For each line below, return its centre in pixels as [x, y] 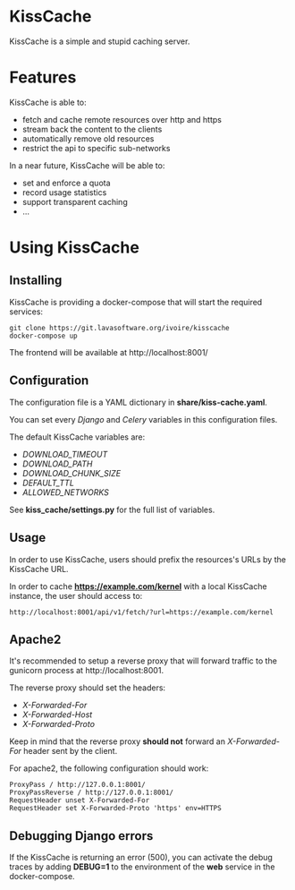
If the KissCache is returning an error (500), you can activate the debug [141, 858]
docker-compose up [43, 336]
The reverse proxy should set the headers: [88, 688]
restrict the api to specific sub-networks [96, 148]
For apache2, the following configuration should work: [109, 768]
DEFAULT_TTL [48, 483]
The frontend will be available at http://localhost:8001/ [109, 352]
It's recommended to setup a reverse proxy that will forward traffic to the [143, 661]
